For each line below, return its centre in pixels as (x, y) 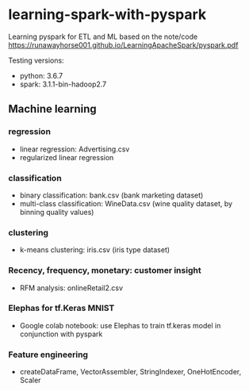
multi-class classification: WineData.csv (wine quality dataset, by (126, 203)
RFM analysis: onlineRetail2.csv (71, 288)
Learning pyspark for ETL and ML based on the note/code (103, 36)
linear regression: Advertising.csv (75, 149)
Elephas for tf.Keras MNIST (61, 309)
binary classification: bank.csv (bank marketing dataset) (111, 195)
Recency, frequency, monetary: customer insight (105, 270)
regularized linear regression (67, 157)
